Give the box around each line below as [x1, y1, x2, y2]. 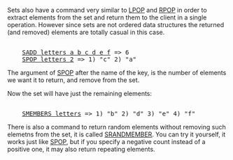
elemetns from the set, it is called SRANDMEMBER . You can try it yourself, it [7, 130, 226, 138]
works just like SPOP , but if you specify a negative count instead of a [7, 138, 206, 145]
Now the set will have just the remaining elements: [7, 90, 153, 97]
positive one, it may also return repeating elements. [7, 145, 155, 153]
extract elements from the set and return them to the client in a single [7, 13, 207, 22]
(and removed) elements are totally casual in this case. [7, 28, 165, 36]
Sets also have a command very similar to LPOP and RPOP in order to [7, 6, 208, 14]
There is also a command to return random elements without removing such [7, 123, 226, 131]
